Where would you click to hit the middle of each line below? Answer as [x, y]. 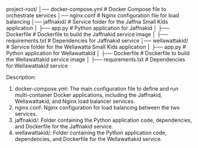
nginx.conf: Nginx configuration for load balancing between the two [97, 107]
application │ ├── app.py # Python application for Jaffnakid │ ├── [88, 28]
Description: [21, 77]
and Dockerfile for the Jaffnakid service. [64, 126]
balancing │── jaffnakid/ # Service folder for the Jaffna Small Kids [87, 22]
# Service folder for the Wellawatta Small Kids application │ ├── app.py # [96, 47]
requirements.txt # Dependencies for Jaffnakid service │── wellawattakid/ [97, 41]
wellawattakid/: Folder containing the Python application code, [91, 133]
